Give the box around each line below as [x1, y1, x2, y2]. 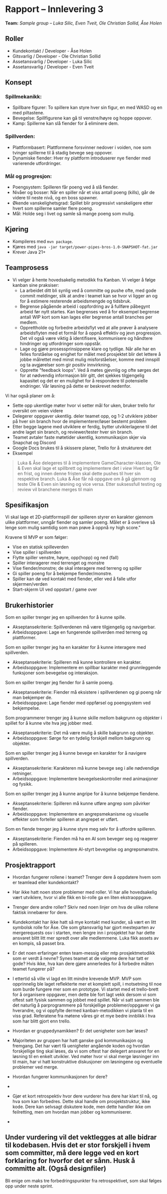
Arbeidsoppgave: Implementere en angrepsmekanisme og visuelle [12, 811, 149, 817]
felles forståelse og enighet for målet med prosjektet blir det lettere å [19, 351, 161, 357]
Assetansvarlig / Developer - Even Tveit [12, 63, 94, 69]
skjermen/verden [12, 581, 48, 587]
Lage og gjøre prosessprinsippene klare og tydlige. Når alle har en [19, 346, 156, 352]
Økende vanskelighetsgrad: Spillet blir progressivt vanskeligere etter [12, 200, 153, 206]
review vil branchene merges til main [17, 486, 93, 492]
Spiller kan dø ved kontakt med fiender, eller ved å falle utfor [12, 576, 137, 582]
